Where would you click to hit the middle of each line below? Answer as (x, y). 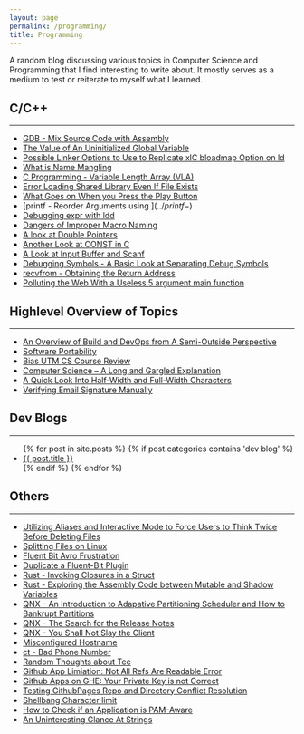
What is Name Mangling (67, 168)
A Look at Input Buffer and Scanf (83, 254)
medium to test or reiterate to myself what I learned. (106, 80)
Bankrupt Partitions (58, 613)
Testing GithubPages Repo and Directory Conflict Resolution (135, 691)
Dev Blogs (38, 418)
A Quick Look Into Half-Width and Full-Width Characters (127, 380)
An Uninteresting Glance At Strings (87, 719)
